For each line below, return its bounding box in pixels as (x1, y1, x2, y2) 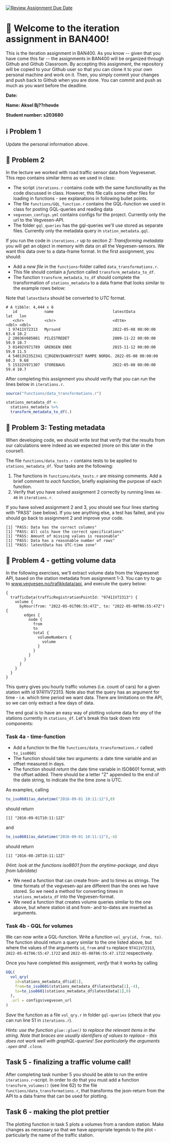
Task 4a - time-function (6, 733, 65, 740)
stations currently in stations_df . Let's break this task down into (6, 715, 140, 721)
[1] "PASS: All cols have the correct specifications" (6, 529, 124, 534)
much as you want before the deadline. (6, 82, 88, 88)
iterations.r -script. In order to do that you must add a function (6, 1077, 139, 1083)
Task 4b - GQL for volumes (6, 922, 73, 929)
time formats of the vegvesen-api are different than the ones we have (13, 883, 159, 889)
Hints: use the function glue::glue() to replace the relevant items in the (6, 1027, 156, 1033)
